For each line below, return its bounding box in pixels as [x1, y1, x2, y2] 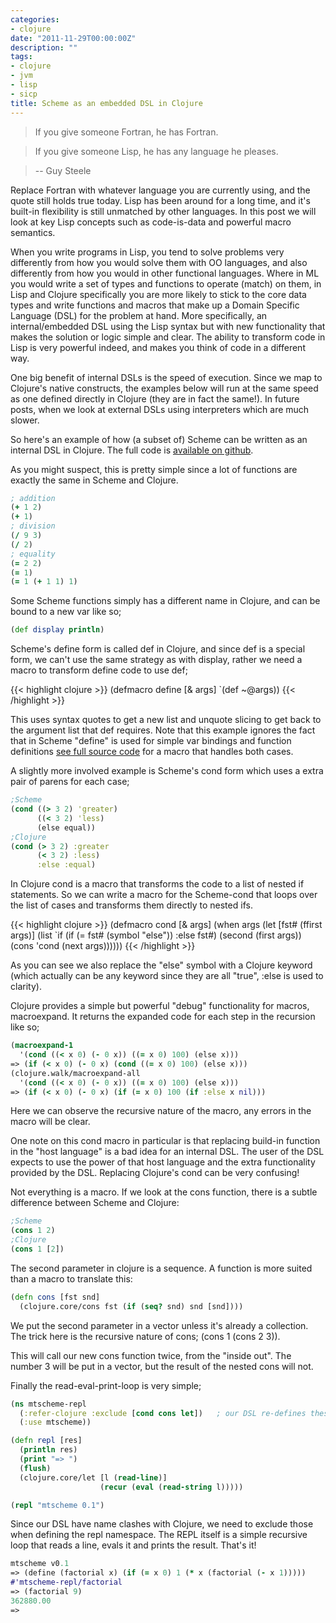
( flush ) [19, 1463, 52, 1473]
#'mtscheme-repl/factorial [10, 1577, 123, 1588]
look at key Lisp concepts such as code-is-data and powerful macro [10, 216, 292, 228]
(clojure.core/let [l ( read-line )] [19, 1472, 168, 1483]
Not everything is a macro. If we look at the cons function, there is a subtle [10, 1186, 318, 1198]
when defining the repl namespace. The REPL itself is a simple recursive [10, 1529, 308, 1541]
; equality [10, 549, 56, 559]
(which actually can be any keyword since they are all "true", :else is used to [10, 970, 324, 982]
